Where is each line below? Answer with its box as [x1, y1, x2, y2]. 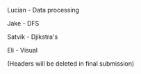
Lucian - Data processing [7, 6, 80, 14]
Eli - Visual [7, 46, 38, 54]
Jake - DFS [7, 19, 40, 27]
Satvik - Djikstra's [7, 33, 58, 41]
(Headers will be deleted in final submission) [7, 59, 135, 68]
